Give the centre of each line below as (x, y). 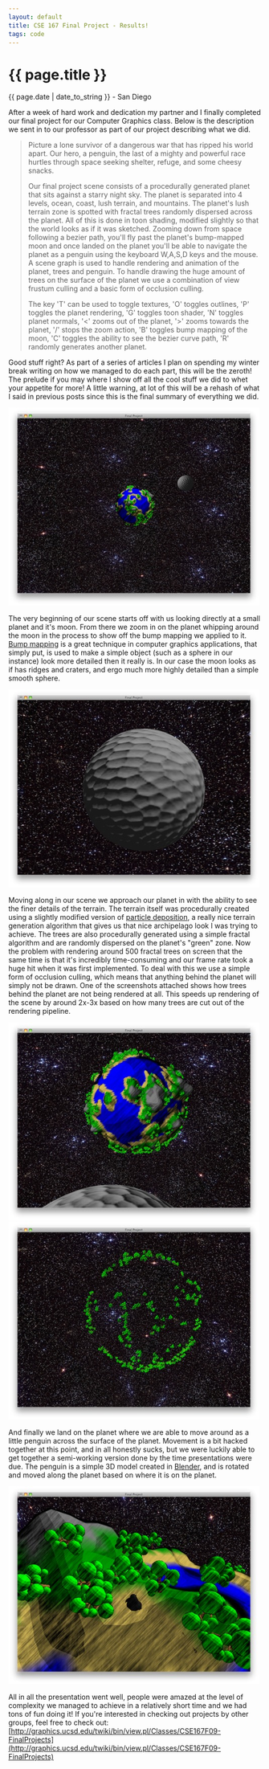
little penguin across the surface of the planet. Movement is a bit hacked (128, 1441)
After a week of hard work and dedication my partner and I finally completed (134, 112)
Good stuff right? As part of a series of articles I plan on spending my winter (134, 362)
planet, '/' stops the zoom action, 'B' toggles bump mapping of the (138, 330)
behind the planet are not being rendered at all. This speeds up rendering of (134, 994)
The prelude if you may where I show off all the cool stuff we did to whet (128, 380)
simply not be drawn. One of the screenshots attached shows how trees (128, 986)
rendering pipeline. (39, 1011)
